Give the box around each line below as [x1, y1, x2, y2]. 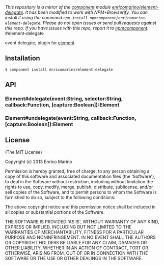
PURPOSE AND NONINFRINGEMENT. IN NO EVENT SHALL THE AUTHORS [5, 234, 156, 240]
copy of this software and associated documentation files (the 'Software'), [5, 173, 156, 179]
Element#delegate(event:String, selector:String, [5, 96, 123, 102]
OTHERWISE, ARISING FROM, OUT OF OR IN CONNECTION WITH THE [5, 250, 148, 256]
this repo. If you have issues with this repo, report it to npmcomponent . [5, 25, 149, 31]
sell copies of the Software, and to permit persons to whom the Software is [5, 189, 157, 195]
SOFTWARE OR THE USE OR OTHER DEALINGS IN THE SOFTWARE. [5, 255, 143, 261]
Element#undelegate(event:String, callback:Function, [5, 115, 137, 122]
